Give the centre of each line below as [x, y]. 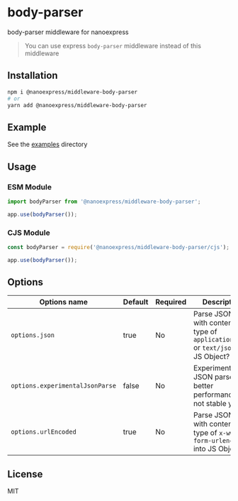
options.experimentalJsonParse [64, 386]
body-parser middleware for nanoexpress [68, 32]
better [204, 386]
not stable [210, 404]
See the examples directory [47, 144]
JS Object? [212, 357]
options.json [33, 335]
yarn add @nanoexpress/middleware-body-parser [77, 105]
